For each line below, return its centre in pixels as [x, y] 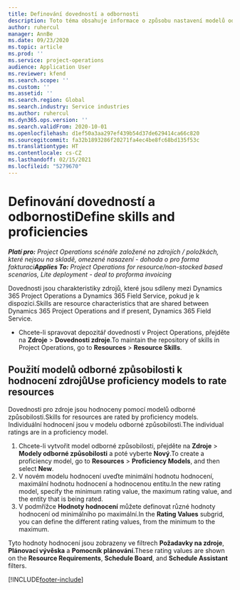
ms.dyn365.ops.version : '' [48, 120]
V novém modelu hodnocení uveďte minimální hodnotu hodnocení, [116, 476]
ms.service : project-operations [56, 61]
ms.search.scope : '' [39, 80]
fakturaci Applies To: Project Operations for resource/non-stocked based [115, 266]
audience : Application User [50, 67]
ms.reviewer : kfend [37, 73]
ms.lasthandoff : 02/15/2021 [50, 160]
